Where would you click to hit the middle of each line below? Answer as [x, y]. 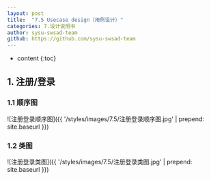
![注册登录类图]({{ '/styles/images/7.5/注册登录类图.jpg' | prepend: [100, 162]
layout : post [26, 13]
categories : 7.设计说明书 [41, 26]
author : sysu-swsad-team [42, 33]
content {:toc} [37, 58]
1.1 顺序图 [23, 103]
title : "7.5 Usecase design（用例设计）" [65, 20]
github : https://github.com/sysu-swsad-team [71, 39]
